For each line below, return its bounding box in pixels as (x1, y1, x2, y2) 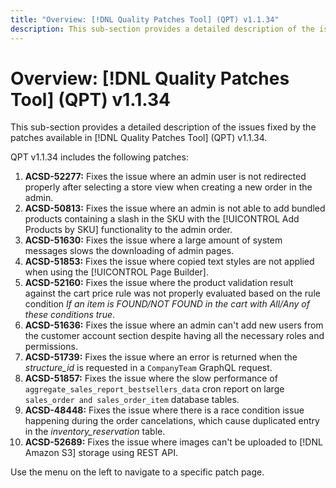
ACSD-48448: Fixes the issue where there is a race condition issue (24, 404, 305, 416)
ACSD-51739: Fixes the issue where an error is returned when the (24, 351, 298, 363)
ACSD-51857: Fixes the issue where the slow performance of (24, 372, 278, 385)
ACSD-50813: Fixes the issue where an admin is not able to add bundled (24, 202, 326, 215)
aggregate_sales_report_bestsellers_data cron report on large (24, 383, 285, 395)
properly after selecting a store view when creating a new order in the (24, 181, 313, 193)
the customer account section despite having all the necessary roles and (24, 330, 325, 342)
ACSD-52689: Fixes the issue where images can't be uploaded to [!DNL (24, 436, 323, 448)
